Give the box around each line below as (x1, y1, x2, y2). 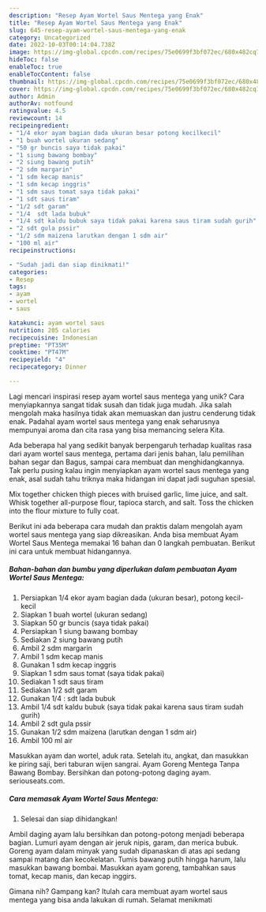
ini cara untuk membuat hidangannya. (9, 546, 132, 556)
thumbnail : (9, 77, 45, 85)
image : (9, 48, 31, 56)
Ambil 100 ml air (20, 735, 73, 745)
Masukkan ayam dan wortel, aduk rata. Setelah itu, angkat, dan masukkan (9, 751, 249, 760)
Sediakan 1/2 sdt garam (20, 685, 98, 695)
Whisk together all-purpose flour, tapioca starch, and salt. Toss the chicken (9, 497, 254, 507)
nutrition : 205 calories (9, 326, 91, 334)
